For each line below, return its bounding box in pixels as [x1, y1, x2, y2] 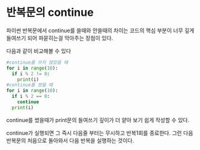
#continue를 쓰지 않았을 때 [6, 59, 68, 66]
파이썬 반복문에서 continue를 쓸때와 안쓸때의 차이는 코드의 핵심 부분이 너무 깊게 [6, 27, 195, 34]
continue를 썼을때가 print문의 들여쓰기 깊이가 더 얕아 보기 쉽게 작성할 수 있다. [6, 116, 190, 123]
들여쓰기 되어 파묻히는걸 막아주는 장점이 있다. [6, 34, 113, 41]
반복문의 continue [6, 5, 94, 19]
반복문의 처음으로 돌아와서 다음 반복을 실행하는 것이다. [6, 137, 135, 144]
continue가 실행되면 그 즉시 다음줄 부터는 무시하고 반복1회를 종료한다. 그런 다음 [6, 129, 193, 137]
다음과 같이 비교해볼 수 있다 [6, 47, 72, 55]
